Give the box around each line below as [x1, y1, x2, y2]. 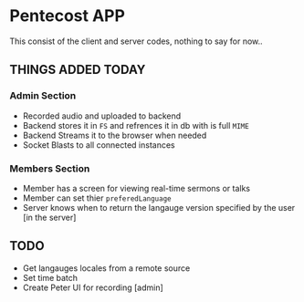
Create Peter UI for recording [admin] [22, 282, 164, 293]
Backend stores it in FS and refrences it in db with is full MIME [22, 120, 249, 130]
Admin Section [9, 89, 77, 102]
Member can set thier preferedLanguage [22, 193, 172, 203]
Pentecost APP [9, 5, 126, 26]
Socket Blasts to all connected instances [22, 139, 175, 151]
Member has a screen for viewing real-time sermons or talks [22, 182, 251, 193]
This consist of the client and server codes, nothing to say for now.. [9, 36, 263, 47]
